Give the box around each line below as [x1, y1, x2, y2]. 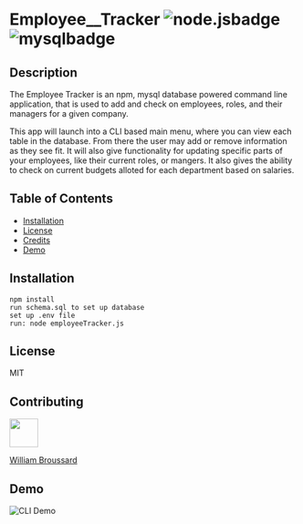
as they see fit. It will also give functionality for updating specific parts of [9, 146, 283, 156]
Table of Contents [9, 191, 114, 207]
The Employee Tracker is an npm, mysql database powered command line [9, 89, 287, 99]
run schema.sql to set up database [9, 303, 145, 312]
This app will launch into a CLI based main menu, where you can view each [9, 126, 292, 137]
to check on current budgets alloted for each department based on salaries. [9, 165, 295, 175]
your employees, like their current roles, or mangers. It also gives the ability [9, 155, 293, 166]
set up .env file [9, 311, 76, 320]
